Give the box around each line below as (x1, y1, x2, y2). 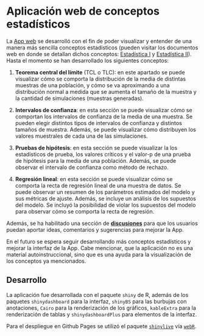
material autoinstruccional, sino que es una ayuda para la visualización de (6, 251, 192, 258)
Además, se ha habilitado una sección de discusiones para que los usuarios (6, 220, 198, 227)
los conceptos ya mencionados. (6, 257, 86, 265)
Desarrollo (6, 275, 47, 285)
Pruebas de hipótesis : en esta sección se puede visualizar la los (15, 144, 178, 151)
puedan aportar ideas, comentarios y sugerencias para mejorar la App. (6, 226, 184, 233)
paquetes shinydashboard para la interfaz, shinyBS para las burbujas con (6, 298, 187, 305)
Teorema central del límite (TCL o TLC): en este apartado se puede (15, 68, 185, 76)
